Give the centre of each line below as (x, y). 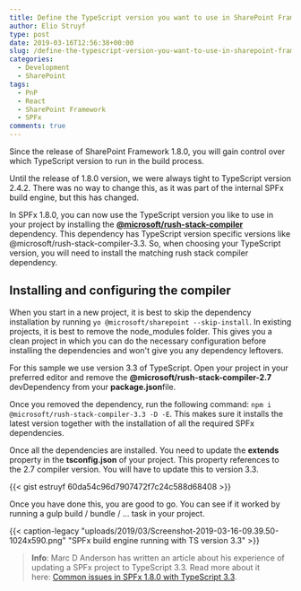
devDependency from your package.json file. (93, 387)
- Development (43, 68)
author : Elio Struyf (48, 26)
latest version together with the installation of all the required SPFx (132, 423)
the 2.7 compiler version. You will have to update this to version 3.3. (134, 469)
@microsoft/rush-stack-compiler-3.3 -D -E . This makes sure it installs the (146, 413)
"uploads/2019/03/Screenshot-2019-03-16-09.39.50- (180, 531)
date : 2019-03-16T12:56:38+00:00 (72, 43)
